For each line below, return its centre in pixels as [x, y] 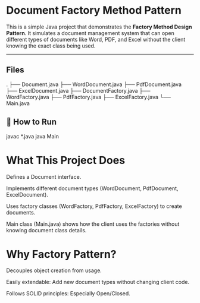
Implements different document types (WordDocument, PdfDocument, [92, 188]
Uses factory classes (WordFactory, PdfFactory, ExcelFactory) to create [94, 206]
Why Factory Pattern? [62, 254]
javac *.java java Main [33, 136]
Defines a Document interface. [44, 176]
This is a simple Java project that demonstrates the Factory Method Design [99, 27]
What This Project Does [66, 160]
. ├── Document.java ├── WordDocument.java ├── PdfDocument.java [94, 84]
